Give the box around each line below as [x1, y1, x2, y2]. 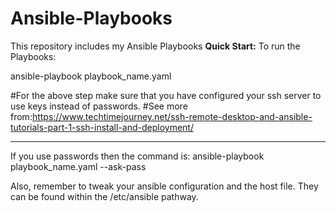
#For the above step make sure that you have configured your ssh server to [10, 89, 322, 101]
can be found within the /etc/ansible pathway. [10, 190, 199, 202]
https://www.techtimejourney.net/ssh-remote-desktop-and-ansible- [31, 110, 313, 122]
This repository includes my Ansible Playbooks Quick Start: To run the [10, 40, 301, 52]
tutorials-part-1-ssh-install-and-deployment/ [10, 121, 194, 133]
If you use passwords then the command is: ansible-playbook [10, 150, 265, 162]
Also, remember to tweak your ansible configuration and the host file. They [10, 180, 319, 192]
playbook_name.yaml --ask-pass [10, 160, 147, 172]
